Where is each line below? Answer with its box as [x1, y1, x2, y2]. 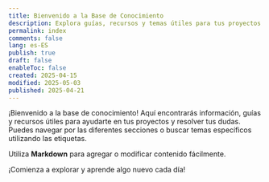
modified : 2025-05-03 [8, 79, 81, 87]
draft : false [8, 57, 52, 65]
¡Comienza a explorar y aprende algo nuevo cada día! [8, 165, 186, 175]
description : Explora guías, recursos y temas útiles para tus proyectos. [8, 19, 265, 27]
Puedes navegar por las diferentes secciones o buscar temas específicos [8, 125, 252, 135]
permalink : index [8, 26, 67, 34]
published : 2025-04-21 [8, 86, 85, 95]
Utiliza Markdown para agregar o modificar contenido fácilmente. [8, 149, 226, 159]
